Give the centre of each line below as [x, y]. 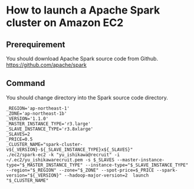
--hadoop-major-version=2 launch [106, 175]
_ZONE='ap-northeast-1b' [37, 113]
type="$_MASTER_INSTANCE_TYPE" [45, 165]
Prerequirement [36, 44]
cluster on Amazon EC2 [65, 23]
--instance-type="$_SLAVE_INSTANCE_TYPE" [137, 165]
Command [26, 83]
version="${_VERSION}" [34, 175]
